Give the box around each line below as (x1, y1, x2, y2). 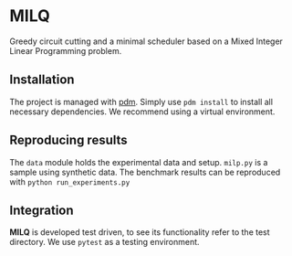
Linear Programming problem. (9, 45, 122, 56)
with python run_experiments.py (9, 176, 130, 187)
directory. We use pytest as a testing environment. (9, 237, 200, 248)
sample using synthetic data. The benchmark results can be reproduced (9, 166, 281, 177)
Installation (9, 72, 75, 88)
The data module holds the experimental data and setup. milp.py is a (9, 156, 268, 167)
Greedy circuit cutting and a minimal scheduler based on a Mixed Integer (9, 36, 283, 47)
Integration (9, 202, 75, 218)
